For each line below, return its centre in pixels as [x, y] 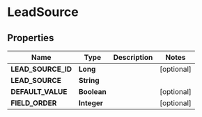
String [89, 80]
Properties [31, 38]
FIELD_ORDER [34, 103]
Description [133, 57]
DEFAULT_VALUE [39, 92]
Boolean [93, 92]
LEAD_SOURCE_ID [41, 69]
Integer [91, 103]
